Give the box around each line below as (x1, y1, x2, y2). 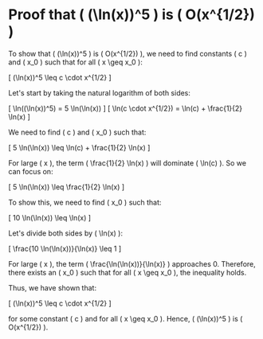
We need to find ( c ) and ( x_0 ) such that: (8, 127, 147, 137)
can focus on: (8, 166, 53, 176)
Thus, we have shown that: (8, 282, 97, 292)
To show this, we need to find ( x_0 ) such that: (8, 197, 162, 207)
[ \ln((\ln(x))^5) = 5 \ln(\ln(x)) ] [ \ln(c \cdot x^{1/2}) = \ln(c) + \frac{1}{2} (8, 103, 243, 113)
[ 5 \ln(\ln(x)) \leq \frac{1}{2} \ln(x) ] (8, 181, 125, 192)
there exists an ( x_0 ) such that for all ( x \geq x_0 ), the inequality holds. (8, 267, 247, 277)
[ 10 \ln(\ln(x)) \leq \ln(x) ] (8, 212, 92, 222)
